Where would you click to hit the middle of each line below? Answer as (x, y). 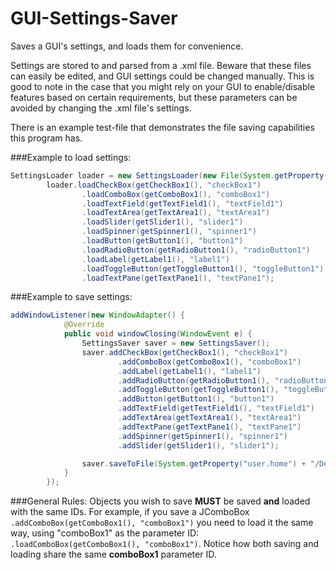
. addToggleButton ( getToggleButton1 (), (198, 390)
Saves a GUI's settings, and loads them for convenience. (127, 46)
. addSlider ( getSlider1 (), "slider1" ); (198, 445)
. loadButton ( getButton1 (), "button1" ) (162, 241)
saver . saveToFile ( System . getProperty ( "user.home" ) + (194, 463)
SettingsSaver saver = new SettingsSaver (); (176, 343)
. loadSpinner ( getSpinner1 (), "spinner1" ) (169, 232)
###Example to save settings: (71, 297)
